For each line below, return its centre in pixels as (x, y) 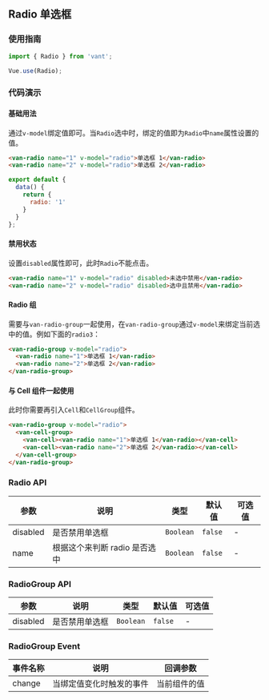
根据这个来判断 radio (91, 547)
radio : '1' (48, 202)
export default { (37, 180)
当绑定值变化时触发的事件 (101, 684)
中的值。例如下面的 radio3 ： (54, 334)
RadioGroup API (40, 584)
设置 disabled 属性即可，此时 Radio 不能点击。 (81, 263)
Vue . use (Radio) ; (35, 70)
